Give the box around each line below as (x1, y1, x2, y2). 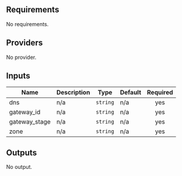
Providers (6, 38, 43, 48)
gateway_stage (9, 118, 51, 126)
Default (120, 89, 142, 97)
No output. (6, 164, 33, 171)
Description (56, 89, 91, 97)
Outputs (6, 147, 37, 158)
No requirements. (6, 20, 49, 27)
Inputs (6, 71, 31, 81)
